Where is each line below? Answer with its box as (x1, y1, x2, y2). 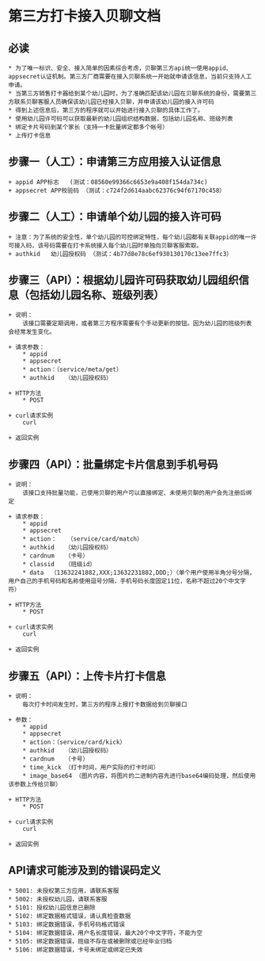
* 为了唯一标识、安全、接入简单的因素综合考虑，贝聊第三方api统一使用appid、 (8, 64, 233, 72)
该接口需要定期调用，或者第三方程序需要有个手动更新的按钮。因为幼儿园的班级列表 (22, 320, 252, 327)
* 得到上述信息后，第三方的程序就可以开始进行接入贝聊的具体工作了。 (8, 106, 204, 114)
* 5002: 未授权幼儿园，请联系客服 (8, 895, 108, 903)
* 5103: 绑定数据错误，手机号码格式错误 (8, 921, 125, 928)
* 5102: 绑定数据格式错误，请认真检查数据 (8, 912, 131, 920)
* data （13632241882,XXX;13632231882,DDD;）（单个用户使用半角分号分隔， (22, 569, 256, 577)
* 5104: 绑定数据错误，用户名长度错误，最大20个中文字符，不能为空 (8, 928, 203, 936)
